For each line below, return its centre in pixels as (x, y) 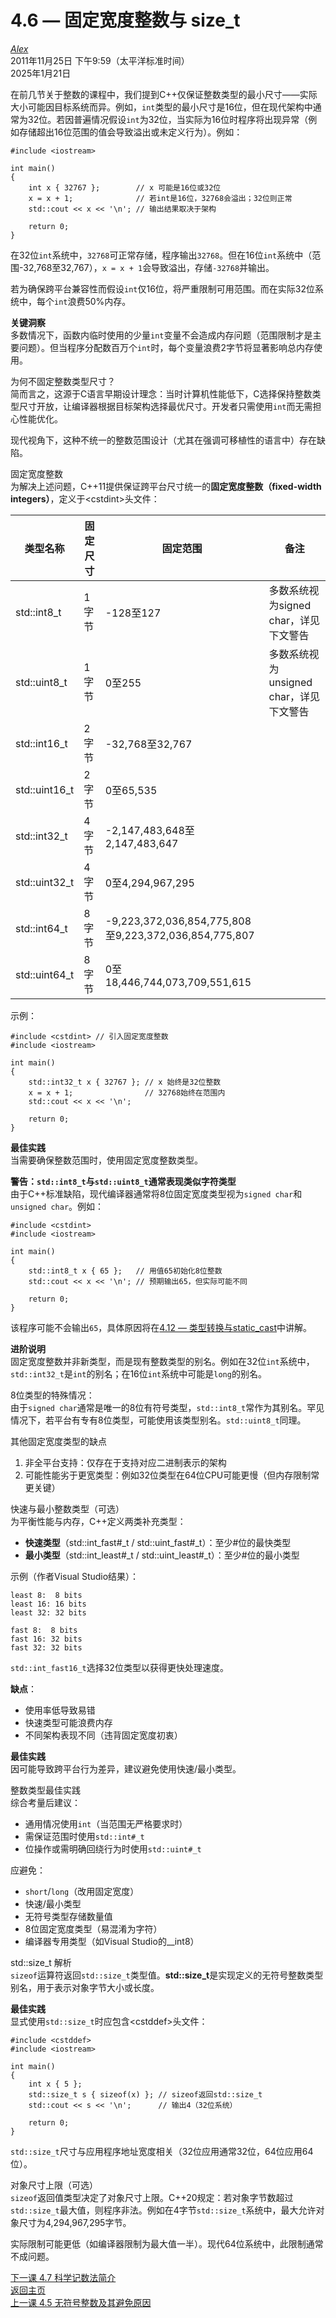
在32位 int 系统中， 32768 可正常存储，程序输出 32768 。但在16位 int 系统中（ (161, 255)
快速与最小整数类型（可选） (67, 1508)
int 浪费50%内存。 (93, 301)
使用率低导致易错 (60, 1710)
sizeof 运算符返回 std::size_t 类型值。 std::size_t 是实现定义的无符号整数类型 (167, 1975)
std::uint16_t (45, 789)
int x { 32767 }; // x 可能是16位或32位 (125, 187)
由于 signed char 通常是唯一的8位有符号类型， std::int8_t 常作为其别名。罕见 (167, 1407)
